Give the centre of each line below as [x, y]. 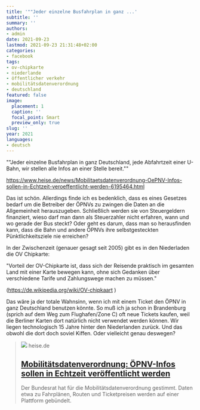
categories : [21, 51]
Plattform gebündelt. [46, 400]
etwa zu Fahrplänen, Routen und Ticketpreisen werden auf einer [100, 394]
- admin [16, 34]
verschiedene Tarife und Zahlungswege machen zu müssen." [81, 278]
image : [14, 100]
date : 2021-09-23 [28, 39]
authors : [17, 28]
